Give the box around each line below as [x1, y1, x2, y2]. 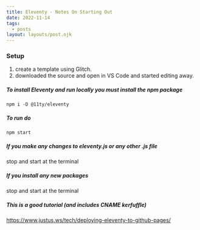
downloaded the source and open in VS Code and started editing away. [15, 72, 195, 79]
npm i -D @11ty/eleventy [6, 101, 69, 107]
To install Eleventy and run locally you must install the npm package [6, 86, 183, 93]
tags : [6, 20, 20, 26]
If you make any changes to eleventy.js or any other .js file [6, 142, 158, 149]
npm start [6, 129, 32, 136]
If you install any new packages [6, 171, 89, 179]
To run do [6, 114, 32, 121]
